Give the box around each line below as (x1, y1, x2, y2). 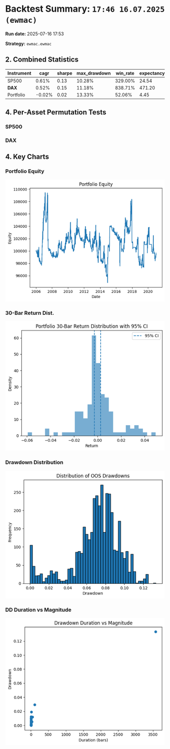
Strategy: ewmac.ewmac (5, 40, 52, 46)
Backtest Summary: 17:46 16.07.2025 (5, 3, 165, 15)
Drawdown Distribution (5, 459, 64, 466)
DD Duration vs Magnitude (5, 606, 72, 613)
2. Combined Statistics (5, 55, 79, 64)
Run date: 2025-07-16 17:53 (5, 31, 64, 37)
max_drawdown (76, 70, 111, 76)
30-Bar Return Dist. (5, 309, 55, 316)
